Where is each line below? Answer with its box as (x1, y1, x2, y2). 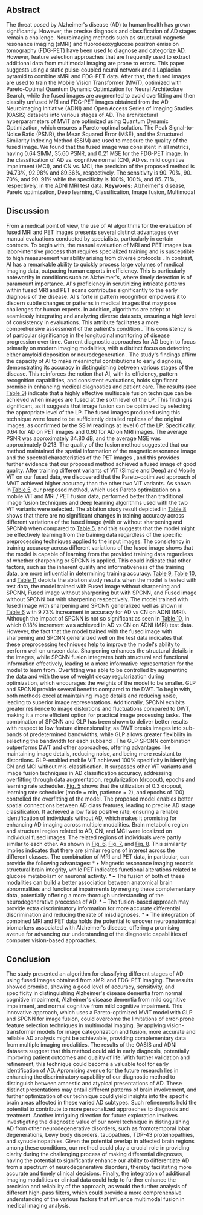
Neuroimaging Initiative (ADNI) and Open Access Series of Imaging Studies (6, 104, 193, 112)
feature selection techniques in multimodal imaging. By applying (6, 1022, 166, 1029)
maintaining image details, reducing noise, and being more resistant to (6, 750, 181, 757)
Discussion (6, 206, 50, 216)
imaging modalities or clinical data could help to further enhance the (6, 1176, 176, 1183)
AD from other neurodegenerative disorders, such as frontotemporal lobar (6, 1125, 190, 1132)
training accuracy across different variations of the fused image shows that (6, 544, 193, 551)
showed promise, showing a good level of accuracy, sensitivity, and (6, 983, 175, 990)
